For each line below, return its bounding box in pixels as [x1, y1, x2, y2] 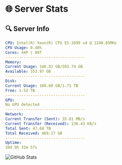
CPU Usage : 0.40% [5, 45, 42, 50]
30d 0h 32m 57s [5, 145, 38, 150]
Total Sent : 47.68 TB [5, 126, 51, 131]
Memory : [5, 59, 22, 64]
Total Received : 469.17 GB [5, 131, 63, 136]
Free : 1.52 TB [5, 88, 36, 93]
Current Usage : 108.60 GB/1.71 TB [5, 83, 79, 88]
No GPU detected [5, 102, 40, 107]
